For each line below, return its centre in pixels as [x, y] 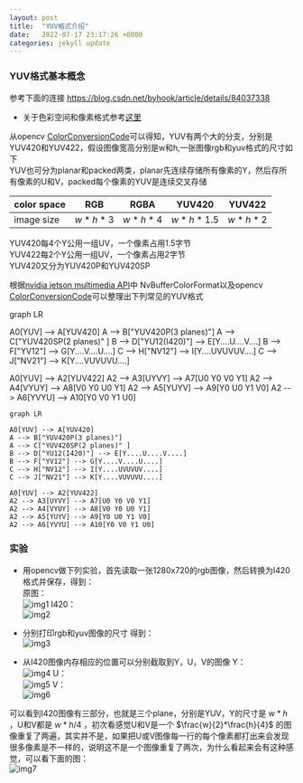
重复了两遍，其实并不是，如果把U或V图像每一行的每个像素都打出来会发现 [153, 736]
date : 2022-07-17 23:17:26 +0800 [76, 34]
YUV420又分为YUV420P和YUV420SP [80, 265]
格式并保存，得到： [58, 581]
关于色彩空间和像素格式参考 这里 [82, 117]
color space [40, 204]
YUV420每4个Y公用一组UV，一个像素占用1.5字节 [100, 243]
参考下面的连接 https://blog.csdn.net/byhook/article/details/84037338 [140, 98]
